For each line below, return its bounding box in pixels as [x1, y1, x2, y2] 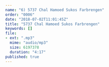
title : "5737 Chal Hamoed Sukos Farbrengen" [5, 21, 100, 27]
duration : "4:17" [10, 49, 46, 54]
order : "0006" [5, 12, 35, 17]
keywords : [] [5, 26, 33, 31]
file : [5, 31, 17, 36]
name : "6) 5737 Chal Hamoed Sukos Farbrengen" [5, 7, 104, 13]
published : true [5, 54, 39, 59]
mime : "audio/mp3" [10, 40, 49, 45]
